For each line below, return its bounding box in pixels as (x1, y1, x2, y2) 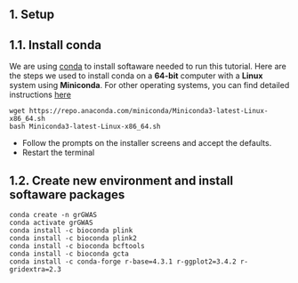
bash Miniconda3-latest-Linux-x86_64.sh (9, 122, 162, 132)
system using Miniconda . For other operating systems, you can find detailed (9, 80, 290, 91)
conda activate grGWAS (9, 218, 93, 228)
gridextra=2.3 (9, 265, 62, 274)
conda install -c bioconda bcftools (9, 242, 145, 251)
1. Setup (9, 7, 55, 22)
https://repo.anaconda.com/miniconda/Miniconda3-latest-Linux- (28, 107, 269, 116)
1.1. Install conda (9, 37, 102, 53)
